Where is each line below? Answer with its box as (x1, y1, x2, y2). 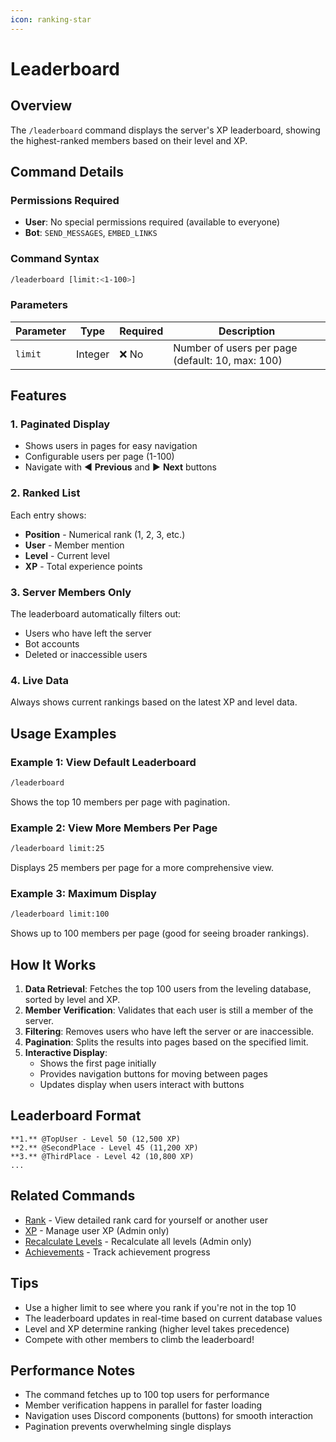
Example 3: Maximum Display (10, 887, 157, 901)
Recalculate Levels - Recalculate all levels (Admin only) (24, 1235, 252, 1247)
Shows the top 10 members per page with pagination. (10, 796, 231, 808)
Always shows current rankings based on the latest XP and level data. (10, 696, 298, 708)
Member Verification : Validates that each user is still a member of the (24, 1004, 314, 1016)
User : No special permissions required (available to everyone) (24, 216, 281, 228)
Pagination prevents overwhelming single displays (24, 1421, 232, 1433)
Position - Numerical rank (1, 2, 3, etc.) (24, 528, 186, 540)
